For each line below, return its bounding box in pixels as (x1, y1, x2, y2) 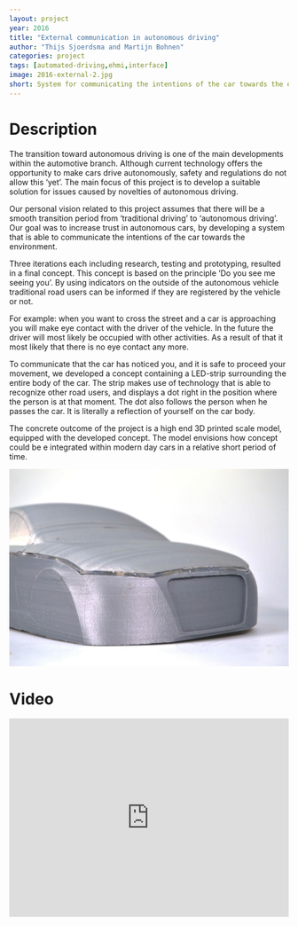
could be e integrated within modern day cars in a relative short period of (9, 442, 277, 452)
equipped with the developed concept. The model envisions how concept (9, 432, 278, 443)
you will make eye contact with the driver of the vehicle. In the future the (9, 322, 274, 333)
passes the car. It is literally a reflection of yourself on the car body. (9, 405, 255, 416)
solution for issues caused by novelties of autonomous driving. (9, 186, 239, 197)
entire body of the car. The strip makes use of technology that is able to (9, 377, 271, 388)
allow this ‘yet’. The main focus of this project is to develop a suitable (9, 177, 261, 187)
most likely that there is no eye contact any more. (9, 341, 189, 352)
